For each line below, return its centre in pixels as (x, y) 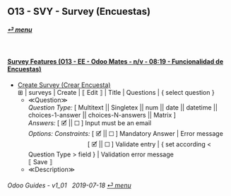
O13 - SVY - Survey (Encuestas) (79, 12)
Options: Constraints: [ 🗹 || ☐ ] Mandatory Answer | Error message (126, 133)
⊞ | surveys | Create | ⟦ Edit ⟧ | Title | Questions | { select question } (116, 92)
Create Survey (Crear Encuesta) (64, 85)
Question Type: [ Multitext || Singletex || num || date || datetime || (123, 107)
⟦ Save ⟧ (40, 161)
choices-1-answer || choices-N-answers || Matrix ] (102, 115)
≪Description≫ (52, 169)
